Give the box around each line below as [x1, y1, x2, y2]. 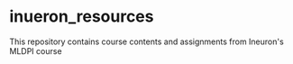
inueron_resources [9, 6, 154, 27]
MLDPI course [9, 45, 62, 56]
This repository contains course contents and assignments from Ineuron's [9, 36, 284, 47]
